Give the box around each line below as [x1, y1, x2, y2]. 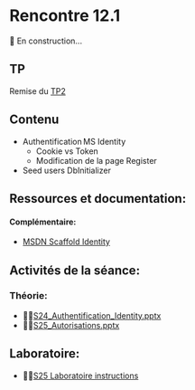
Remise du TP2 [9, 85, 66, 96]
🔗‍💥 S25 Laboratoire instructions [22, 370, 139, 381]
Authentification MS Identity [22, 136, 126, 147]
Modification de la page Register [35, 155, 158, 166]
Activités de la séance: [9, 262, 141, 278]
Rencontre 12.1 [9, 5, 121, 26]
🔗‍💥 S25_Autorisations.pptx [22, 319, 120, 330]
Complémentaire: [9, 216, 77, 227]
